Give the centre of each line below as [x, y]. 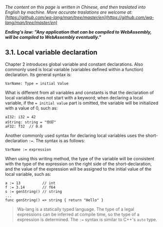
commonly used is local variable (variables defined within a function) [74, 69]
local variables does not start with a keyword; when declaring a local [74, 97]
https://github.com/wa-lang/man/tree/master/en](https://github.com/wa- [80, 17]
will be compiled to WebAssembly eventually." [53, 37]
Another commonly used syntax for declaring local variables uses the [75, 135]
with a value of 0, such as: [31, 108]
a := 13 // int [30, 183]
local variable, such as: [28, 174]
